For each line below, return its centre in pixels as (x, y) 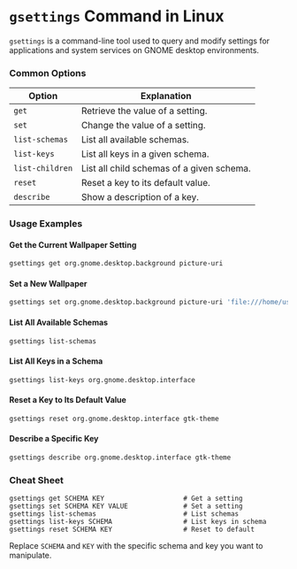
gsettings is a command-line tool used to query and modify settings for (140, 41)
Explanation (166, 96)
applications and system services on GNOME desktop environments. (134, 50)
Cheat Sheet (36, 480)
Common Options (48, 73)
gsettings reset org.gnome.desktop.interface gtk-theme (114, 419)
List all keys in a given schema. (145, 154)
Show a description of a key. (140, 197)
